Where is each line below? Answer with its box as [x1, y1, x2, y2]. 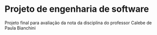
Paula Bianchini [4, 25, 36, 31]
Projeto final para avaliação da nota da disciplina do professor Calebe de [4, 20, 152, 26]
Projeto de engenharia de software [4, 3, 149, 15]
